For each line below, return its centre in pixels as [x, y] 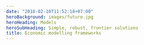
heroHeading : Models [32, 22]
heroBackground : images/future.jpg [50, 17]
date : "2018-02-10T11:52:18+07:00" [50, 11]
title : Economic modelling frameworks [54, 33]
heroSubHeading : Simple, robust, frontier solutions [72, 28]
